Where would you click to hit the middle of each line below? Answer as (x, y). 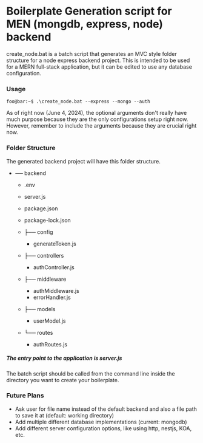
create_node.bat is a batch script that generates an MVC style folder (92, 53)
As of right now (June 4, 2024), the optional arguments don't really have (97, 113)
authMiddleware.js (56, 290)
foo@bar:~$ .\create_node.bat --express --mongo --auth (78, 101)
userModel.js (49, 321)
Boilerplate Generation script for (89, 11)
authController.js (54, 267)
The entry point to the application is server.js (64, 358)
